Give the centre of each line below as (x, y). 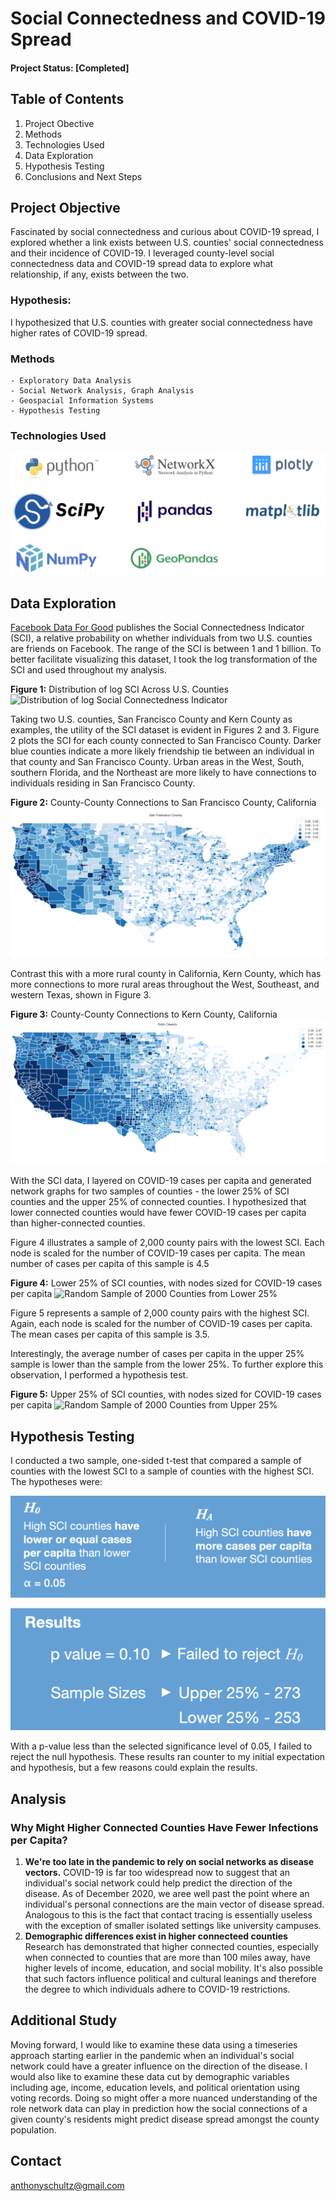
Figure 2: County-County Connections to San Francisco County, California (163, 803)
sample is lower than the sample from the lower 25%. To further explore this (167, 1364)
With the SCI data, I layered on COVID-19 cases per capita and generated (161, 1181)
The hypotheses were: (56, 1482)
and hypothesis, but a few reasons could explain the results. (134, 1768)
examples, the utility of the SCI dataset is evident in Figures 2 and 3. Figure (165, 730)
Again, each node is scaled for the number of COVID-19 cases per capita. (161, 1324)
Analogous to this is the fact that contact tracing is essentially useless (168, 1915)
